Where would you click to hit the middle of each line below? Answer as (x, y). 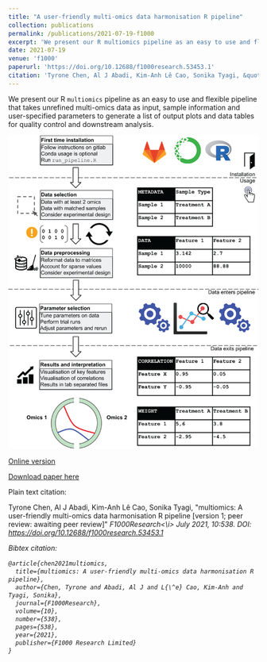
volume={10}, (37, 611)
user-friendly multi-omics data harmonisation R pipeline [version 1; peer (126, 515)
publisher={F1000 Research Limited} (76, 643)
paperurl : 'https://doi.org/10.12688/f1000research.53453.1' (112, 67)
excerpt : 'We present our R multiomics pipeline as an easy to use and (129, 42)
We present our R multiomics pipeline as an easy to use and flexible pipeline (133, 98)
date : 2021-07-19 (37, 50)
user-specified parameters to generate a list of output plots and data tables (132, 116)
